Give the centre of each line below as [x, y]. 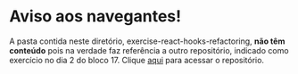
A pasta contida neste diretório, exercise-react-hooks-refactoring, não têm [147, 41]
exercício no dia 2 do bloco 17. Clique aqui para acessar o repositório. [137, 60]
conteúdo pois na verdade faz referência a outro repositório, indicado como [149, 50]
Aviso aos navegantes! [95, 16]
